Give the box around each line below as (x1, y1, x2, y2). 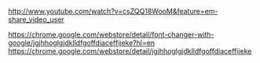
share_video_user (8, 15, 64, 24)
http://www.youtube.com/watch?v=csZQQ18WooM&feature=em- (8, 7, 218, 16)
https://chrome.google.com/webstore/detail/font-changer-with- (8, 30, 214, 39)
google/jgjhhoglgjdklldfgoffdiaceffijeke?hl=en (8, 38, 156, 47)
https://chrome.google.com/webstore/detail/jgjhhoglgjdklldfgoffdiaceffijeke (8, 47, 252, 55)
